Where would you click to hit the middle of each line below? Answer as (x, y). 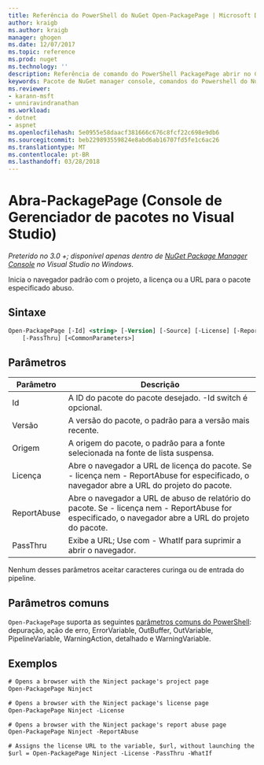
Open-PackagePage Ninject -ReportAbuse (73, 732)
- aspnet (22, 125)
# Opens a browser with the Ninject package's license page (109, 703)
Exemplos (33, 663)
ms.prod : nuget (33, 60)
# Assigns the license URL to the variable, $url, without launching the (132, 746)
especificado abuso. (41, 288)
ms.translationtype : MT (47, 147)
